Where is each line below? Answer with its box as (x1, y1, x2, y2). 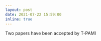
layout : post (5, 7, 33, 12)
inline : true (5, 16, 33, 21)
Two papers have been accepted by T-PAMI (5, 30, 96, 36)
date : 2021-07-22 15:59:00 (5, 12, 62, 17)
